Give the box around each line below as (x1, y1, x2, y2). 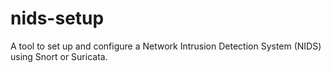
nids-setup (10, 7, 105, 30)
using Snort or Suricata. (10, 50, 108, 62)
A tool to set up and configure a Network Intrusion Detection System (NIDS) (10, 40, 322, 52)
